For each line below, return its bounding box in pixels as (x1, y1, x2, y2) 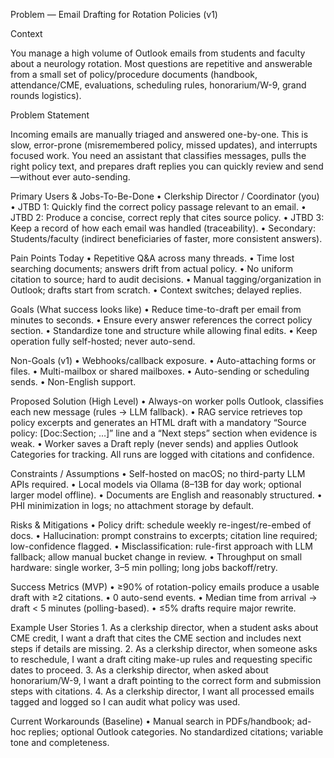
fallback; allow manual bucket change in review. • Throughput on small (10, 551, 303, 563)
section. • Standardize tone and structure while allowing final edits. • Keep (10, 325, 318, 336)
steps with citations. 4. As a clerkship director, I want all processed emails (10, 685, 315, 697)
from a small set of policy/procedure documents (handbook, (10, 69, 258, 80)
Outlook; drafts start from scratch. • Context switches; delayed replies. (10, 284, 302, 296)
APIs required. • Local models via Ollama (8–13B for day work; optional (10, 479, 302, 490)
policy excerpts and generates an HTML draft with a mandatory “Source (10, 417, 307, 428)
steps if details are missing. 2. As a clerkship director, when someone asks (10, 643, 318, 654)
